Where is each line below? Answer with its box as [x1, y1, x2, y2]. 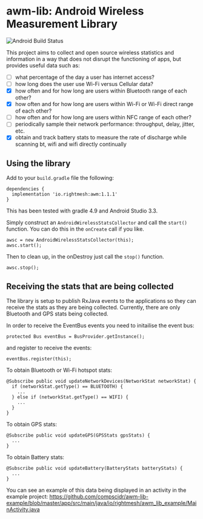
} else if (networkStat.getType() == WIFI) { [12, 394, 129, 400]
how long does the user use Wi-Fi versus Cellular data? [15, 81, 153, 87]
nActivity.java [6, 506, 41, 513]
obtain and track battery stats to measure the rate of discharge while [15, 134, 187, 141]
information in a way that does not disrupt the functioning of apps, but [6, 55, 182, 62]
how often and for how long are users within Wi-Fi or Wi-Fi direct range [15, 101, 194, 108]
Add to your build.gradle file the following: [6, 174, 114, 182]
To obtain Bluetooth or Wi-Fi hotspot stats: [6, 366, 112, 374]
